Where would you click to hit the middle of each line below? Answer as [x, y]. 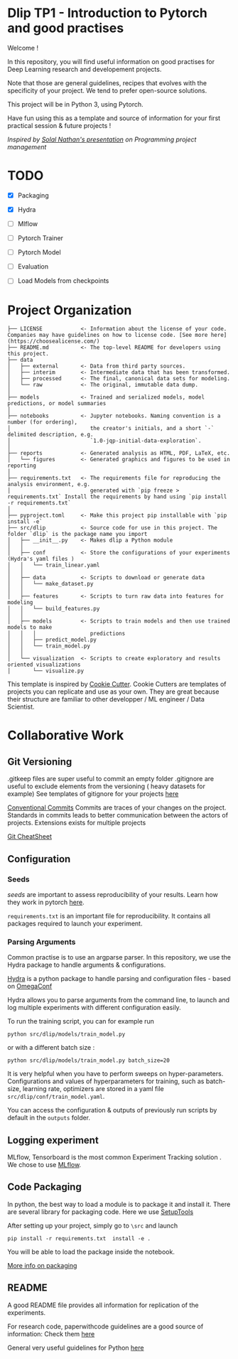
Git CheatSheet [29, 837]
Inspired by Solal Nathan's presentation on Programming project [102, 139]
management [27, 146]
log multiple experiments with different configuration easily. [94, 1008]
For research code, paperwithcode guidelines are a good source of [106, 1326]
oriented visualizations [44, 665]
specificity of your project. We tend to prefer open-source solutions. [107, 90]
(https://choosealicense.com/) [54, 342]
